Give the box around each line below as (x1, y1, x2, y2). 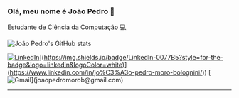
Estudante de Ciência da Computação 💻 (7, 23, 127, 31)
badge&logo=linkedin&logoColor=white (7, 60, 123, 70)
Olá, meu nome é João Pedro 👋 (7, 6, 115, 16)
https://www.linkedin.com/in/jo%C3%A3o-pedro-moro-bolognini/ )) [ (9, 68, 211, 77)
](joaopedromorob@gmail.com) (31, 76, 124, 85)
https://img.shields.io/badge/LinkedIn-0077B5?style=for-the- (43, 53, 224, 62)
